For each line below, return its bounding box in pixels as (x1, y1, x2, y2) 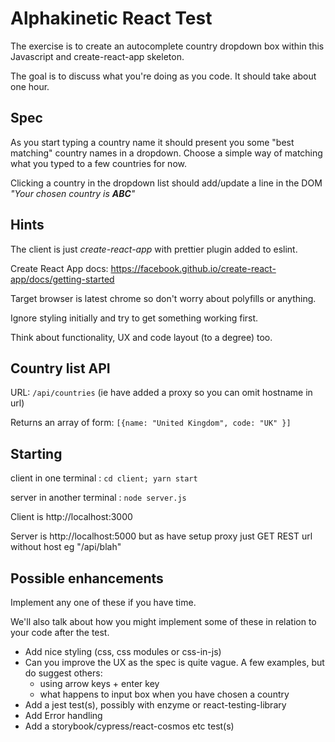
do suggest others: (24, 667, 103, 679)
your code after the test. (10, 627, 110, 638)
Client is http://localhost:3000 (10, 511, 133, 523)
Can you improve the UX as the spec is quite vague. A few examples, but (24, 657, 325, 668)
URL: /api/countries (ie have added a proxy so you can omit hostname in (10, 387, 313, 399)
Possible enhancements (10, 570, 164, 587)
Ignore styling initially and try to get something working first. (10, 312, 259, 324)
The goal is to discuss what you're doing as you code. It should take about (10, 70, 317, 82)
